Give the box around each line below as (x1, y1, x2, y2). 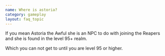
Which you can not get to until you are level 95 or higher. (5, 45, 123, 51)
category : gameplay (5, 12, 46, 17)
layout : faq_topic (5, 16, 44, 21)
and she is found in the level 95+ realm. (5, 35, 87, 41)
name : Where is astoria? (5, 7, 58, 12)
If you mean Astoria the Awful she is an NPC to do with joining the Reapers (5, 30, 160, 36)
